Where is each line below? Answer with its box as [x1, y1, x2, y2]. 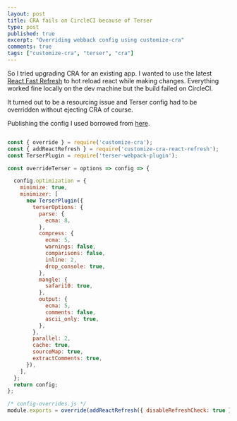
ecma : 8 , [44, 217, 71, 224]
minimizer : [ [20, 191, 59, 198]
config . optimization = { [13, 177, 87, 184]
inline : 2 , [44, 256, 78, 263]
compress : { [38, 230, 74, 237]
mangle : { [38, 276, 68, 283]
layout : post [7, 10, 46, 18]
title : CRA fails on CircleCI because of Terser [7, 17, 153, 24]
